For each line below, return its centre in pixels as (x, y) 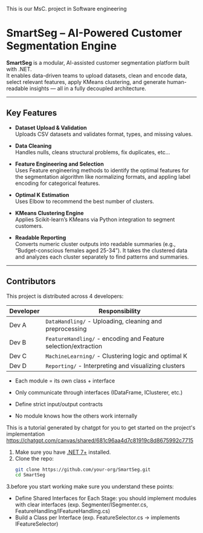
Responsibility (120, 311)
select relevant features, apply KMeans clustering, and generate (86, 82)
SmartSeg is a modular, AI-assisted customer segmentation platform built (98, 62)
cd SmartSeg (30, 475)
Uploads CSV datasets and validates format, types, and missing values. (104, 134)
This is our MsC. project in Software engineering (66, 9)
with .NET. (19, 69)
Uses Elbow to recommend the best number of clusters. (85, 201)
